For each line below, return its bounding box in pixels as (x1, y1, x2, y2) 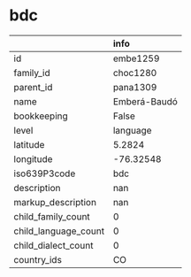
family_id (13, 66, 50, 79)
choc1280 (112, 66, 157, 79)
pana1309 (112, 81, 157, 93)
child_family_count (13, 210, 90, 222)
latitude (13, 138, 45, 150)
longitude (13, 152, 53, 165)
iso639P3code (13, 167, 76, 180)
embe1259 (112, 52, 160, 65)
